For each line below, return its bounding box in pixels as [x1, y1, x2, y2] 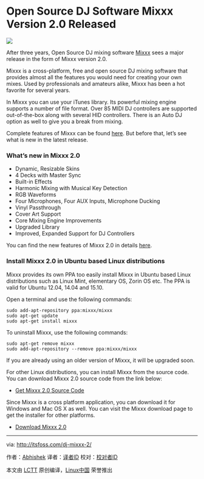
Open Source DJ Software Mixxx [6, 4, 174, 18]
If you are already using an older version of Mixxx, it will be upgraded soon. [6, 357, 195, 364]
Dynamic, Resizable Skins [15, 165, 80, 172]
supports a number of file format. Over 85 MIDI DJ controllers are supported [6, 105, 197, 112]
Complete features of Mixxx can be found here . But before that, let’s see [6, 129, 187, 137]
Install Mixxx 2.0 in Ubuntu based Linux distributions [6, 257, 165, 266]
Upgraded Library [15, 224, 60, 231]
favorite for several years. [6, 87, 71, 94]
